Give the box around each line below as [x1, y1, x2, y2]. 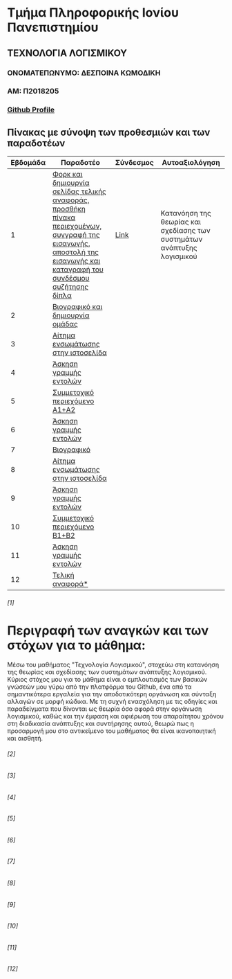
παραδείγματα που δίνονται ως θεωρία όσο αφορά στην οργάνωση [7, 705, 202, 713]
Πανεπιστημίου [7, 19, 99, 35]
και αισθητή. [7, 734, 43, 742]
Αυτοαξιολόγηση [162, 158, 221, 168]
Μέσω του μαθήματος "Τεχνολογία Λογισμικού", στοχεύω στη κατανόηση [7, 660, 220, 669]
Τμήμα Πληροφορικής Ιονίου [7, 5, 180, 21]
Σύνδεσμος [115, 158, 154, 168]
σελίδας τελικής [52, 187, 107, 197]
